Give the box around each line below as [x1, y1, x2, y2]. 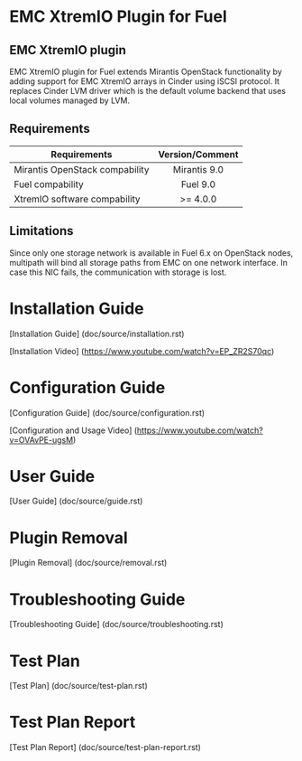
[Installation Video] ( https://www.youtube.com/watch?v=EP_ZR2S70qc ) [9, 345, 275, 356]
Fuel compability [14, 178, 84, 191]
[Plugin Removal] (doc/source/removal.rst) [9, 558, 168, 568]
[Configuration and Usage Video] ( [9, 425, 138, 436]
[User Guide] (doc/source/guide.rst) [9, 495, 143, 507]
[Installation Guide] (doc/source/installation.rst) [9, 328, 185, 339]
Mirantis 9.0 [172, 163, 224, 175]
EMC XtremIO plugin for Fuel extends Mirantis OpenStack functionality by [9, 66, 282, 77]
